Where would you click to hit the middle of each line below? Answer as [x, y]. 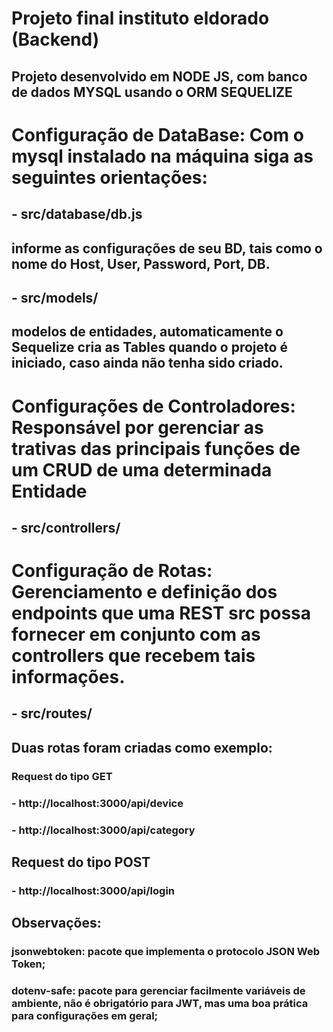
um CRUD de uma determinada [142, 469]
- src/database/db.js [77, 214]
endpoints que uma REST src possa [161, 613]
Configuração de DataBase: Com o [157, 134]
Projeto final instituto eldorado [140, 18]
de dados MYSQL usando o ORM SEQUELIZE [152, 92]
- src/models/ [55, 297]
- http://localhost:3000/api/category [103, 830]
